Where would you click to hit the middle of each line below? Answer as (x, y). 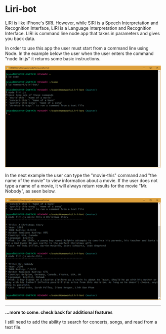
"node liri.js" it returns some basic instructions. (53, 58)
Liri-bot (21, 9)
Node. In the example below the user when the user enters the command (80, 53)
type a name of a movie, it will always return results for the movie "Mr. (76, 186)
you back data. (20, 39)
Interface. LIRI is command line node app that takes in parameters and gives (83, 33)
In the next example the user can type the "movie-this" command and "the (81, 175)
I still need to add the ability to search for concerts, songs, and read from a (81, 322)
